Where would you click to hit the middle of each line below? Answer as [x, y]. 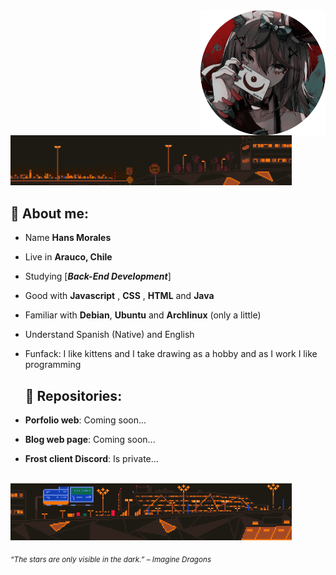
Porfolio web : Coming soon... [85, 420]
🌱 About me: [49, 213]
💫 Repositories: [73, 395]
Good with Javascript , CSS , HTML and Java [119, 296]
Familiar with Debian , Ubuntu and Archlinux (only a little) [143, 315]
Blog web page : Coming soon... [90, 440]
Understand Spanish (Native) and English [109, 335]
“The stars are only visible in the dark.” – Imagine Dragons [111, 560]
